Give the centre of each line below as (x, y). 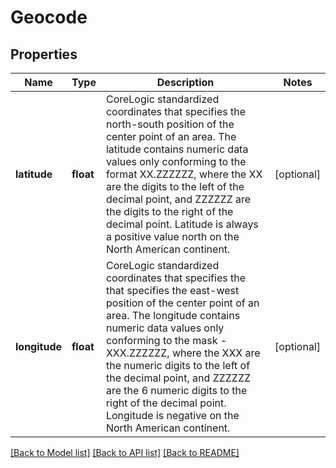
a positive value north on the (172, 236)
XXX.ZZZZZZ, (137, 353)
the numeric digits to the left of (178, 365)
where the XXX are (216, 353)
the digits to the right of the (169, 211)
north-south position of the (170, 124)
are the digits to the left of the (175, 186)
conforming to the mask (161, 340)
